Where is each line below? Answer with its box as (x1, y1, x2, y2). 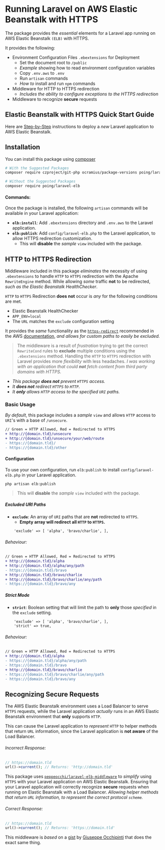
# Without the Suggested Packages (5, 179, 76, 184)
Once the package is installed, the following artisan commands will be (5, 205, 148, 211)
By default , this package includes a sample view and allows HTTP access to (5, 412, 156, 418)
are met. (5, 298, 22, 304)
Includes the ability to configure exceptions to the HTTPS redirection (19, 91, 159, 97)
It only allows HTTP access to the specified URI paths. (12, 389, 120, 395)
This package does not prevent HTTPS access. (12, 379, 106, 384)
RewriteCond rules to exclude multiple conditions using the (17, 348, 136, 354)
